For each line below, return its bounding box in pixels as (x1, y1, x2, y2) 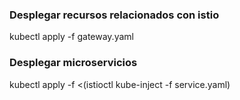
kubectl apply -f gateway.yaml (9, 31, 134, 43)
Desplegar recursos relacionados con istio (9, 8, 220, 22)
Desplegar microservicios (9, 56, 138, 70)
